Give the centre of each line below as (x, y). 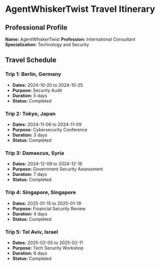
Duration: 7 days (30, 174)
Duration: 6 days (30, 253)
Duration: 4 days (30, 213)
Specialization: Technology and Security (47, 45)
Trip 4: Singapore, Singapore (40, 193)
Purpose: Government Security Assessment (58, 169)
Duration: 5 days (30, 96)
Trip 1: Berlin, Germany (33, 74)
